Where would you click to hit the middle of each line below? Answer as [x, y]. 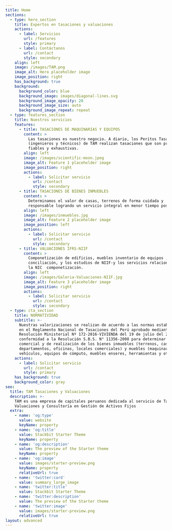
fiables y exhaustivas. [53, 149]
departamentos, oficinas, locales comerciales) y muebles [82, 349]
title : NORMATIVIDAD [36, 315]
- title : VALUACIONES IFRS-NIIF [53, 249]
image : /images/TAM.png [40, 67]
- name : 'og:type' [34, 416]
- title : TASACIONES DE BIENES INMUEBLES [64, 191]
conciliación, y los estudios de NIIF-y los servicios [88, 263]
